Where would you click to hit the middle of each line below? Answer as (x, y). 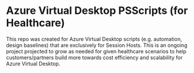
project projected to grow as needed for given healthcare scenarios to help (96, 51)
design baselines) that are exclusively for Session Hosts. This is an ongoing (97, 45)
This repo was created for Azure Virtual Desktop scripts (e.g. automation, (94, 39)
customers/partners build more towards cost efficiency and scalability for (94, 57)
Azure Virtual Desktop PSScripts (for (97, 11)
